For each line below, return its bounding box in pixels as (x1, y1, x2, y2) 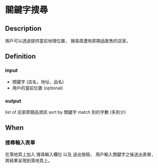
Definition (5, 52, 36, 61)
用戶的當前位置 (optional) (12, 85, 63, 91)
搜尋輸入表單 (5, 139, 36, 146)
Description (5, 24, 42, 32)
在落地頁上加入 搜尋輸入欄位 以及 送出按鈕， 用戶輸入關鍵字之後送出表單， (5, 151, 156, 157)
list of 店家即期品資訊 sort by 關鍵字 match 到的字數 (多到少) (5, 109, 126, 115)
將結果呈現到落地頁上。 (5, 157, 52, 163)
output (5, 97, 22, 104)
